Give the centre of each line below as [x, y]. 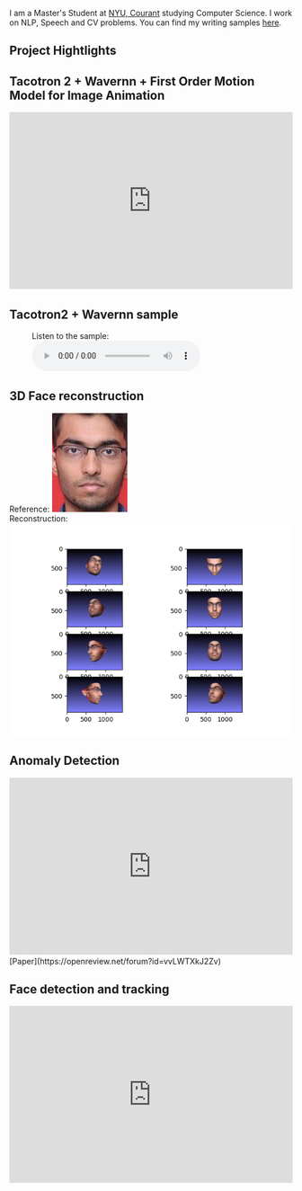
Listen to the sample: [71, 336]
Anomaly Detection [64, 761]
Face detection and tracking [89, 989]
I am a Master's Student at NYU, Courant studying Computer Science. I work [151, 13]
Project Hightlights [63, 51]
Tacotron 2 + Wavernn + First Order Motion [132, 81]
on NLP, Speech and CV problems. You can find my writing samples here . [145, 22]
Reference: [30, 509]
